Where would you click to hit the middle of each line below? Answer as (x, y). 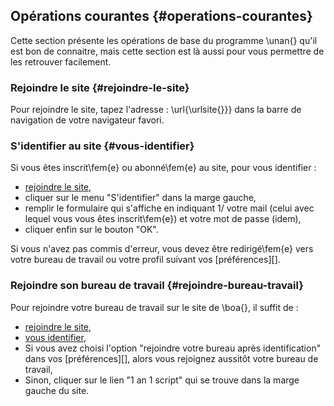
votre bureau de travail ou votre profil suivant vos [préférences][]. (145, 260)
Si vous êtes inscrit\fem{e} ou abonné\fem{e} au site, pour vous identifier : (163, 168)
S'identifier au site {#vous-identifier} (102, 146)
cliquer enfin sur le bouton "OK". (91, 230)
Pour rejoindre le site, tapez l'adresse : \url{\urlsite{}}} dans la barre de (156, 110)
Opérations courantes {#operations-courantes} (161, 16)
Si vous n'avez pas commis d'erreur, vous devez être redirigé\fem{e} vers (162, 249)
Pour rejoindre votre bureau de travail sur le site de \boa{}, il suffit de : (154, 307)
